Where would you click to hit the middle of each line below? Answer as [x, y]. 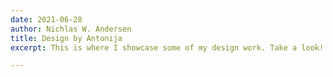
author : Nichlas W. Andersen [71, 29]
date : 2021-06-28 [46, 19]
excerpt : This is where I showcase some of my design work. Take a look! [167, 47]
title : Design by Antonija [66, 38]
